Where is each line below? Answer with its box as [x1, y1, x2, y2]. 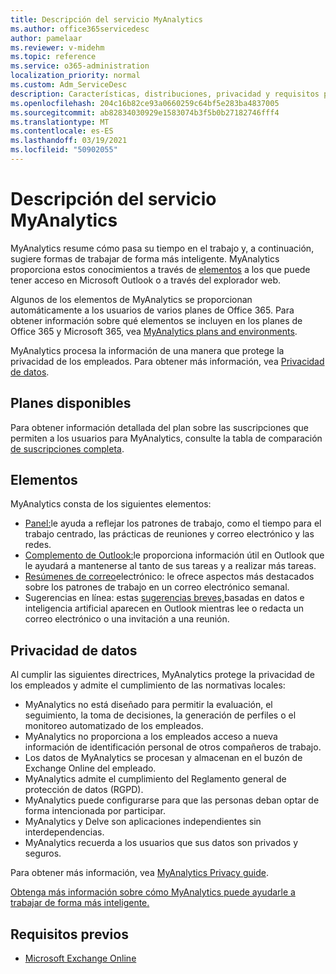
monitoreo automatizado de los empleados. [24, 720, 204, 732]
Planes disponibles [10, 395, 132, 412]
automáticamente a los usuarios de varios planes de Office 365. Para [10, 304, 295, 316]
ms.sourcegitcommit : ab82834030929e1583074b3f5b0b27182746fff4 [10, 107, 280, 118]
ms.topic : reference [10, 52, 97, 62]
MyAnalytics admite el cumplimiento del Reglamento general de [24, 773, 287, 785]
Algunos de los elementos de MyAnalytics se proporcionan [10, 293, 253, 305]
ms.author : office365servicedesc [10, 24, 150, 34]
